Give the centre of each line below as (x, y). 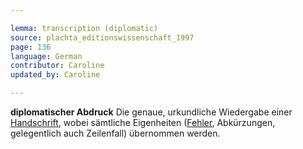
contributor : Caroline (57, 66)
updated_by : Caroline (55, 75)
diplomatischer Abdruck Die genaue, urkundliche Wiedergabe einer (151, 112)
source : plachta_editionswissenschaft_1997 (102, 37)
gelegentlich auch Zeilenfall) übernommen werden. (115, 133)
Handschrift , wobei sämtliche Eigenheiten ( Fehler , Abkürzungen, (143, 122)
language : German (46, 56)
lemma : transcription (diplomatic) (84, 28)
